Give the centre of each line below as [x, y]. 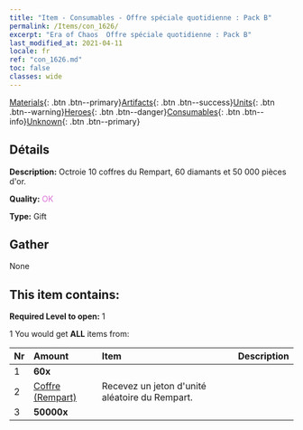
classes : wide [36, 77]
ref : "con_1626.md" [46, 60]
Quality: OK [32, 199]
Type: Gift [28, 216]
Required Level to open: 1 [57, 316]
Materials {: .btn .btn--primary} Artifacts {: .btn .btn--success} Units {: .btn [142, 102]
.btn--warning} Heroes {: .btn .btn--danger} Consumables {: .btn [125, 112]
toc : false [30, 69]
